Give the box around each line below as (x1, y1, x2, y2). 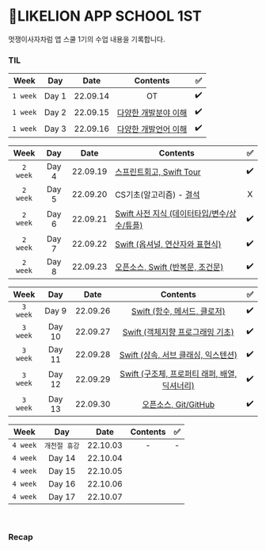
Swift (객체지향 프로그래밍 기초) (122, 327, 235, 338)
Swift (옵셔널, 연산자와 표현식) (114, 239, 222, 250)
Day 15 (48, 466, 76, 477)
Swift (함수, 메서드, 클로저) (131, 306, 226, 317)
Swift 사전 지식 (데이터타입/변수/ (114, 208, 230, 219)
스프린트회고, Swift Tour (114, 167, 201, 178)
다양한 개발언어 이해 (116, 123, 188, 134)
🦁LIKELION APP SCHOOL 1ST (8, 7, 202, 25)
